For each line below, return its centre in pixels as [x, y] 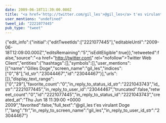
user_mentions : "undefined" [34, 19]
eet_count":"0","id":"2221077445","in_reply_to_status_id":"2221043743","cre [83, 95]
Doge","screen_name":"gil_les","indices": [81, 68]
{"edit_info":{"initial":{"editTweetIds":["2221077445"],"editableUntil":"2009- [82, 42]
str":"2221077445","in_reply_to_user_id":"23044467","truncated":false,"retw [83, 89]
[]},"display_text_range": [30, 79]
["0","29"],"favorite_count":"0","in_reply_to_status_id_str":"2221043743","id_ [82, 84]
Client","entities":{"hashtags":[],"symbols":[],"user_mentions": [68, 63]
